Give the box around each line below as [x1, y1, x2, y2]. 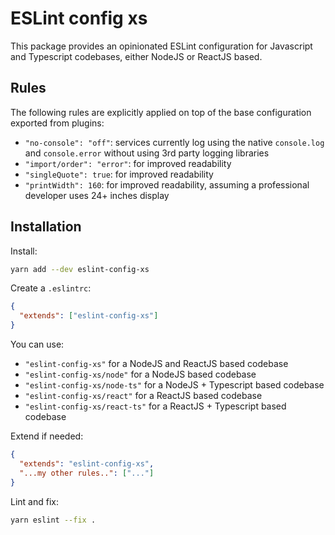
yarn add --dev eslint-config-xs [10, 264, 150, 274]
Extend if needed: [10, 430, 84, 442]
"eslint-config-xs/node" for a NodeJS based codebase [24, 368, 257, 381]
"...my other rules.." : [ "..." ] [19, 468, 155, 478]
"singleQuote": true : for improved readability [24, 168, 214, 180]
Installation [10, 218, 82, 236]
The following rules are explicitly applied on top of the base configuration [10, 106, 312, 118]
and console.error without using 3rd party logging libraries [24, 147, 270, 159]
